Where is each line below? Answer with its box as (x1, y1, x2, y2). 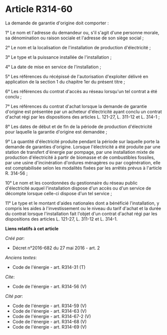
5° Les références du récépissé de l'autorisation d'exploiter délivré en (5, 73, 149, 79)
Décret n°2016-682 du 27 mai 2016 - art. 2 (12, 245, 100, 251)
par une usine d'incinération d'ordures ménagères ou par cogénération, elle (5, 159, 161, 165)
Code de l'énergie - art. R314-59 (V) (12, 303, 87, 309)
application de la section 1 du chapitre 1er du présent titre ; (5, 79, 126, 85)
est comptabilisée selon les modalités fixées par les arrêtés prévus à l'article (5, 165, 162, 171)
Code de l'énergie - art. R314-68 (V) (12, 319, 87, 325)
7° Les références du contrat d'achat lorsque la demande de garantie (5, 103, 147, 109)
